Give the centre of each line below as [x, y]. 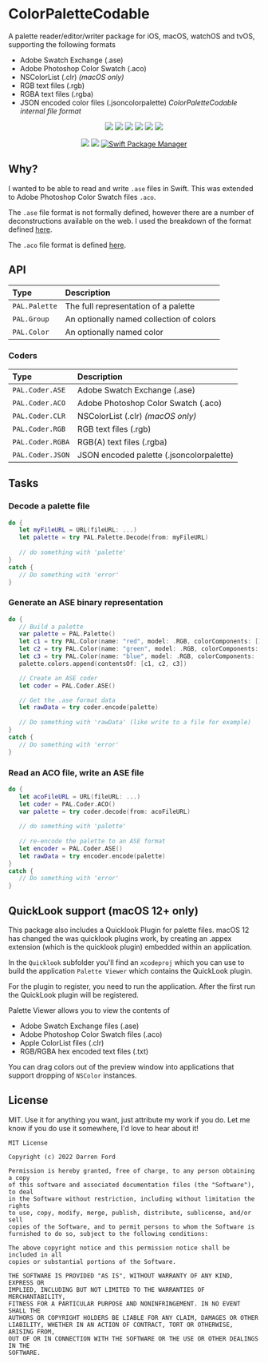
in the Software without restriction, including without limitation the [132, 1199]
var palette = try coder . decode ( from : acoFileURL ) [105, 811]
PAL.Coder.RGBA [41, 442]
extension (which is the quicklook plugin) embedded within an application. [130, 947]
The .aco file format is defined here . [67, 245]
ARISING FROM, [32, 1332]
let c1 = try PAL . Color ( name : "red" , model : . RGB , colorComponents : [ [139, 642]
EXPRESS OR [26, 1283]
